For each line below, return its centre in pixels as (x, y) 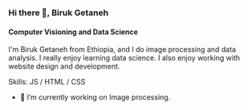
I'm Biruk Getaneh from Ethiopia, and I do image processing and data (122, 49)
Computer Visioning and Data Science (73, 32)
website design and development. (64, 66)
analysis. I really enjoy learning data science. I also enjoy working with (124, 58)
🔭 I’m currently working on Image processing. (95, 97)
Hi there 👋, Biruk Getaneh (59, 13)
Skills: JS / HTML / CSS (47, 82)
